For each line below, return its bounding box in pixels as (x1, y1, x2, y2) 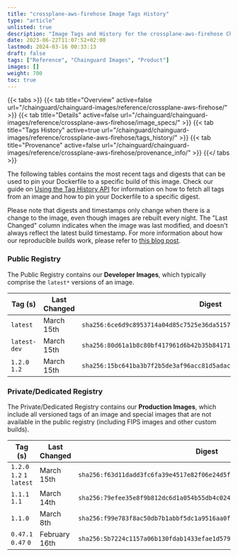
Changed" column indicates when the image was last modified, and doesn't (7, 221, 228, 230)
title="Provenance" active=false (7, 141, 101, 150)
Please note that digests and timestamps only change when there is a (7, 206, 210, 215)
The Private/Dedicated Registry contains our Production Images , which (7, 402, 217, 411)
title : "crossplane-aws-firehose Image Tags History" (7, 10, 170, 18)
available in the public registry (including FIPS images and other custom (7, 417, 217, 426)
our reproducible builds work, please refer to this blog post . (7, 236, 181, 245)
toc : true (7, 76, 37, 84)
